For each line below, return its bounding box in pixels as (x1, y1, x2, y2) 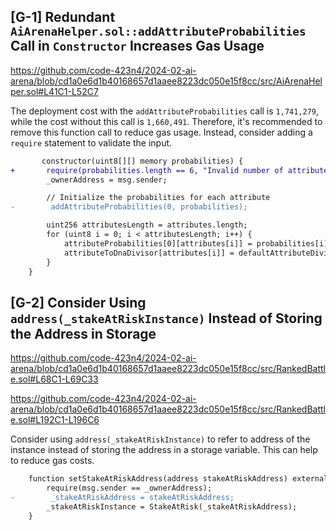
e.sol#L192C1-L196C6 (10, 414, 100, 426)
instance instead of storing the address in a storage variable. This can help (10, 444, 318, 456)
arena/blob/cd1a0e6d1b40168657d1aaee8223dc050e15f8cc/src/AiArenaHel (10, 75, 323, 87)
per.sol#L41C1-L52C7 (10, 85, 99, 97)
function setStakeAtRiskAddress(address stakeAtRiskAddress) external (28, 474, 329, 484)
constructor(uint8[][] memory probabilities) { (41, 156, 244, 166)
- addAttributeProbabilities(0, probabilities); (10, 202, 248, 212)
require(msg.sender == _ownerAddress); (46, 483, 213, 494)
